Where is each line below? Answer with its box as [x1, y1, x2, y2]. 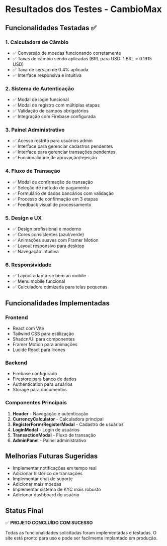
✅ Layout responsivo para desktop [12, 243, 85, 249]
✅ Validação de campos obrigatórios [12, 108, 89, 114]
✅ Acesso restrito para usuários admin [12, 138, 93, 144]
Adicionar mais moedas [12, 481, 62, 487]
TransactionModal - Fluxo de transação [12, 432, 96, 438]
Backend [5, 359, 28, 366]
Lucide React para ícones [12, 347, 65, 353]
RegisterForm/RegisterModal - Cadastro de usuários [12, 421, 124, 427]
